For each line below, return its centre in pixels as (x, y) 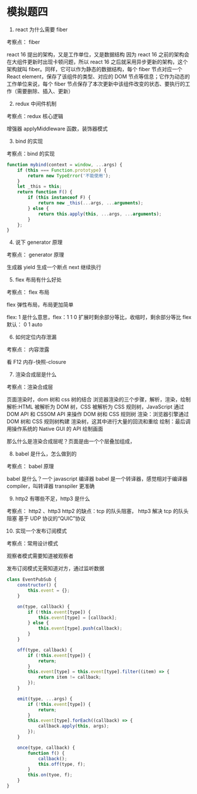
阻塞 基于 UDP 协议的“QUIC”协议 (46, 518)
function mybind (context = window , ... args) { (64, 165)
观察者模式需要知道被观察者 (40, 556)
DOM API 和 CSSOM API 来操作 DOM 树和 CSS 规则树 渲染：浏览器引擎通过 (98, 414)
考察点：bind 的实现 (31, 153)
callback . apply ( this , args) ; (74, 726)
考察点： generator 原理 (35, 255)
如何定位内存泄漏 (36, 337)
